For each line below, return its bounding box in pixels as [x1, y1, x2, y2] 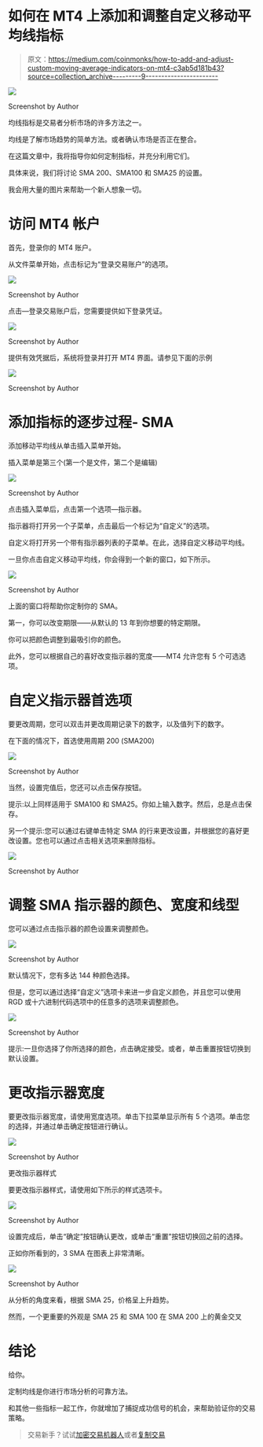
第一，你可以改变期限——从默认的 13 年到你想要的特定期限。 [8, 618, 206, 627]
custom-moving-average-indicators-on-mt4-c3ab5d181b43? [27, 63, 225, 72]
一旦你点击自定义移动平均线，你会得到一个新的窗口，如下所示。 [8, 554, 214, 563]
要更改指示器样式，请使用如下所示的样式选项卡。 [8, 1185, 166, 1194]
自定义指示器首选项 [8, 692, 133, 709]
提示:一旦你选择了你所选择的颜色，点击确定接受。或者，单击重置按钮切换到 [8, 1043, 251, 1053]
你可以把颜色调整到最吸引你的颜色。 [8, 634, 126, 644]
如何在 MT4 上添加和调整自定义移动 [8, 7, 238, 25]
